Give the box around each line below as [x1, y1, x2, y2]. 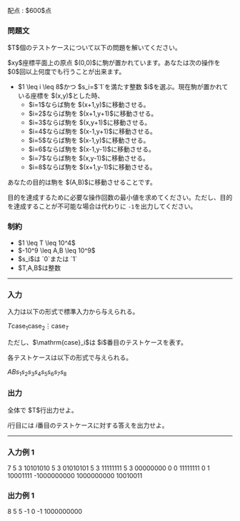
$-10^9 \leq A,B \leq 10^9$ [17, 246, 96, 255]
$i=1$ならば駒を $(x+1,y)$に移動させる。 [28, 101, 150, 109]
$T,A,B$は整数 [17, 263, 61, 272]
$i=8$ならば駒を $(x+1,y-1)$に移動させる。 [28, 163, 156, 171]
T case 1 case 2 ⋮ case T [7, 321, 69, 332]
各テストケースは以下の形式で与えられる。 [7, 353, 133, 362]
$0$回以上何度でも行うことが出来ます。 [7, 67, 126, 76]
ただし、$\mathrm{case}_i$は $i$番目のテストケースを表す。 [7, 338, 188, 346]
